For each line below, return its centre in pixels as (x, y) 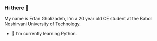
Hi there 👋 (17, 8)
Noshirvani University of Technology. (43, 24)
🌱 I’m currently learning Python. (44, 34)
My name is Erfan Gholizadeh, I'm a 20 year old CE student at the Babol (78, 19)
